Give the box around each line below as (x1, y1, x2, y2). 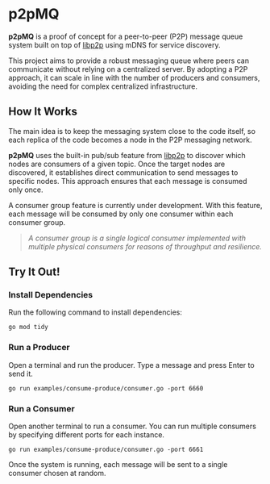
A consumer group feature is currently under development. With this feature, (8, 200, 263, 210)
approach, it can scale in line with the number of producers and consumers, (8, 73, 260, 82)
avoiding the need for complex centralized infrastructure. (8, 81, 197, 91)
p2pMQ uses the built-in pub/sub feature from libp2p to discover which (8, 150, 246, 160)
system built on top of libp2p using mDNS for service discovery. (8, 40, 221, 49)
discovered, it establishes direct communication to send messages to (8, 167, 239, 177)
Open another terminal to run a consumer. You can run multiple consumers (8, 421, 256, 432)
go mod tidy (8, 323, 48, 332)
